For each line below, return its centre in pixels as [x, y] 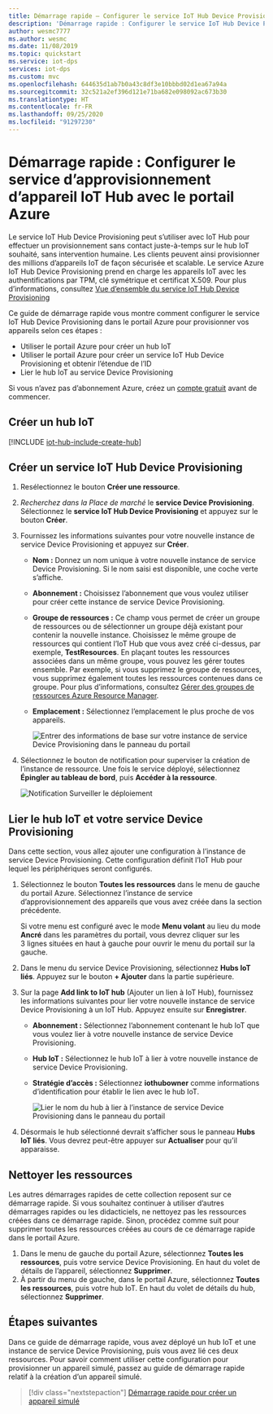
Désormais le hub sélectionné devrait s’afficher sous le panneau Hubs [138, 1132]
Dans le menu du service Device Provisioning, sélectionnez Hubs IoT [135, 968]
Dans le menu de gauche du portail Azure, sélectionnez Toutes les [132, 1254]
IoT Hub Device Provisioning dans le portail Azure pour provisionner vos [129, 322]
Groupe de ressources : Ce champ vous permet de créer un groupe [146, 618]
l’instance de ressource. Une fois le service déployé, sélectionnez [130, 769]
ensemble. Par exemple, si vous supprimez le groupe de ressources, [147, 670]
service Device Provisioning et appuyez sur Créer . [104, 545]
